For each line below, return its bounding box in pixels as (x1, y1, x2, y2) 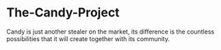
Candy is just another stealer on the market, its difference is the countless (6, 27, 215, 36)
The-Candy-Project (6, 5, 120, 21)
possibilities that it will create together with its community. (6, 34, 170, 42)
